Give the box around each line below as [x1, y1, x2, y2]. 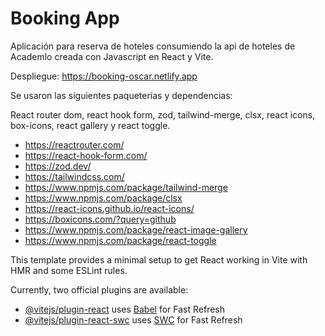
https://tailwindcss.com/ [24, 170, 125, 182]
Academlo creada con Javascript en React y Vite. [10, 50, 214, 62]
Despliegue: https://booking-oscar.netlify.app [10, 70, 198, 82]
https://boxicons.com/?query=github [24, 213, 177, 225]
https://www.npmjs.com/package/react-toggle [24, 234, 217, 246]
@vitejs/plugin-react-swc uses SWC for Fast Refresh [24, 313, 243, 326]
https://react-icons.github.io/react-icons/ [24, 202, 195, 214]
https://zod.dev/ [24, 160, 92, 172]
